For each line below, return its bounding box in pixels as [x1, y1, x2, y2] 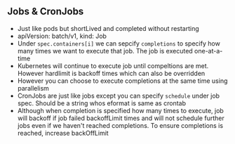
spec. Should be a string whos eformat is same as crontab [17, 98, 186, 107]
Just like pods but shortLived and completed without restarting [17, 24, 200, 32]
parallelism [17, 84, 49, 92]
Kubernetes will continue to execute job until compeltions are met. [17, 61, 209, 70]
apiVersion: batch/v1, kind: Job [17, 32, 107, 40]
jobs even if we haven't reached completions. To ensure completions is [17, 121, 223, 129]
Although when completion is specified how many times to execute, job [17, 106, 224, 114]
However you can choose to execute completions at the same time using [17, 77, 228, 85]
